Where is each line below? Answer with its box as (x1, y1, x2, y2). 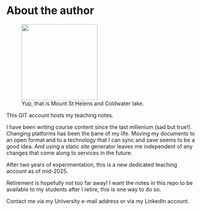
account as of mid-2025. (6, 167, 69, 175)
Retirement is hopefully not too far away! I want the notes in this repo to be (6, 179, 193, 186)
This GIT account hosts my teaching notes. (6, 111, 114, 119)
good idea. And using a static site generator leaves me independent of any (6, 142, 193, 150)
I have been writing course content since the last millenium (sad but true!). (6, 123, 192, 131)
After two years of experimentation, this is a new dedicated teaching (6, 161, 177, 168)
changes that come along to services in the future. (6, 149, 132, 156)
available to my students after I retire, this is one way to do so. (6, 185, 162, 193)
